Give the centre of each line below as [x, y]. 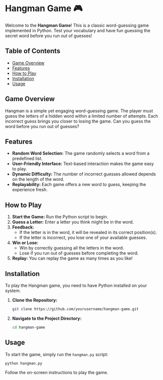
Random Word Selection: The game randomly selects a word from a [81, 153]
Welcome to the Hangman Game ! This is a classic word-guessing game [77, 25]
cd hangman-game [28, 327]
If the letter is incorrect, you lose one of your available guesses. [83, 238]
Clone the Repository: [35, 300]
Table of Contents [33, 51]
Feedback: [23, 227]
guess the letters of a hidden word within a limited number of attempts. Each [81, 116]
